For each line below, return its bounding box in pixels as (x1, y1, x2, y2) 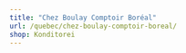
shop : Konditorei (9, 30, 76, 39)
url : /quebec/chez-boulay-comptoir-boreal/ (9, 22, 178, 31)
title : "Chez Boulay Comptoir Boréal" (9, 13, 157, 22)
